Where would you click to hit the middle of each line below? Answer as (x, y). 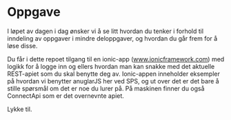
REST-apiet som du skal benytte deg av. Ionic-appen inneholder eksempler (114, 74)
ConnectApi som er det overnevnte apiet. (66, 96)
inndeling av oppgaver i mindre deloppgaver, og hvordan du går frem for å (112, 38)
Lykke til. (20, 109)
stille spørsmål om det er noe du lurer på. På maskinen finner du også (106, 88)
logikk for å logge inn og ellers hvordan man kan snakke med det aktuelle (111, 66)
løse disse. (22, 46)
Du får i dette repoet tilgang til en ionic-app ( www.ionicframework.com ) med (116, 59)
